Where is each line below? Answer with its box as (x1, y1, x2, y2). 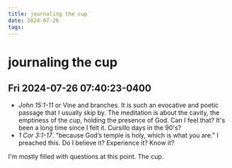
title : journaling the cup (8, 10, 88, 18)
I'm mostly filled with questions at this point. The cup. (8, 152, 164, 161)
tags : (8, 23, 24, 30)
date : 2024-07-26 (8, 17, 59, 24)
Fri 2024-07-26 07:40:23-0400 (8, 82, 151, 94)
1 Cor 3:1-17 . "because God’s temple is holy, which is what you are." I (18, 131, 219, 140)
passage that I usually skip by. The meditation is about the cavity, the (18, 108, 220, 117)
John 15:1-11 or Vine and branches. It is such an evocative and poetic (18, 101, 219, 110)
